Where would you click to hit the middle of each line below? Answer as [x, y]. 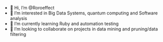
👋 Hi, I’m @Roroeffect [32, 8]
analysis [19, 18]
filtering [18, 34]
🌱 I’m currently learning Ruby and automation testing [64, 23]
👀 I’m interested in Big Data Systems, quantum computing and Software [84, 13]
